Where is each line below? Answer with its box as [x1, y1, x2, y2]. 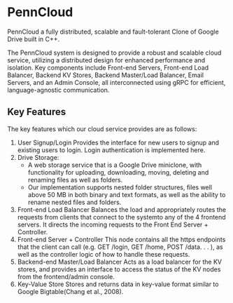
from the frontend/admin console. [17, 272, 115, 281]
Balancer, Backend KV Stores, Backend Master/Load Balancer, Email [7, 71, 204, 79]
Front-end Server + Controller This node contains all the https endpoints [17, 235, 226, 243]
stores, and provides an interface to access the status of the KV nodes [17, 264, 221, 274]
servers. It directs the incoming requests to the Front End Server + [17, 220, 209, 229]
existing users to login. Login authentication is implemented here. [17, 145, 206, 154]
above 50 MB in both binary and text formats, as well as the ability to [27, 190, 226, 198]
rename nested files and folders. [27, 198, 122, 206]
